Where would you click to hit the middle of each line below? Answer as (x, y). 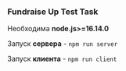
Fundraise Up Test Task (53, 12)
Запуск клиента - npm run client (62, 59)
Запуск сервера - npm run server (63, 44)
